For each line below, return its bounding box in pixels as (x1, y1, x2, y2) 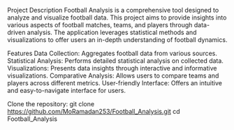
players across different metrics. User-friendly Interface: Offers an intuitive (7, 79, 222, 87)
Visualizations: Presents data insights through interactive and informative (7, 64, 217, 72)
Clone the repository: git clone (7, 100, 95, 108)
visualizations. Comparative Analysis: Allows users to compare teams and (7, 71, 219, 80)
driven (7, 28, 26, 36)
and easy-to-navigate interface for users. (7, 87, 126, 94)
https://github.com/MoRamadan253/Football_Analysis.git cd (7, 108, 180, 115)
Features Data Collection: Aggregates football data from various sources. (7, 49, 218, 57)
